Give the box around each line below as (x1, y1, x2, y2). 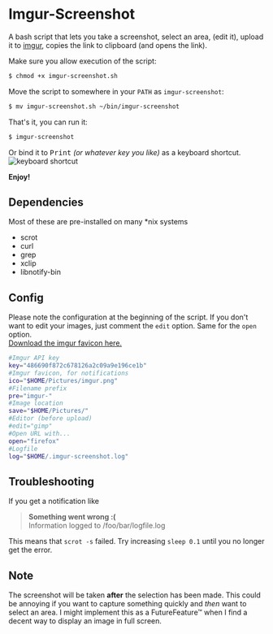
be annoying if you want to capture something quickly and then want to (8, 599, 247, 609)
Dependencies (8, 195, 84, 209)
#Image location (8, 399, 63, 407)
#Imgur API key (8, 354, 60, 363)
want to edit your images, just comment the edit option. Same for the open (8, 321, 258, 331)
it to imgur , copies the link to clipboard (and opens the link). (8, 40, 208, 50)
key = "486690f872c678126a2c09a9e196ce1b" (8, 362, 148, 370)
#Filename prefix (8, 384, 67, 393)
